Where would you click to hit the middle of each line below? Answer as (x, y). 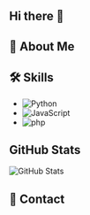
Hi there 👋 (37, 16)
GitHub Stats (45, 150)
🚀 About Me (42, 46)
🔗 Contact (37, 199)
